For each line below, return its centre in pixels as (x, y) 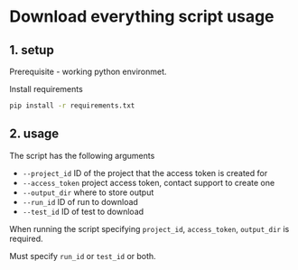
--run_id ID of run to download (80, 201)
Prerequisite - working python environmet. (88, 71)
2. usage (34, 134)
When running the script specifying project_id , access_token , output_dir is (149, 228)
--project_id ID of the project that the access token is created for (145, 172)
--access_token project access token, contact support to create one (149, 182)
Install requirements (46, 89)
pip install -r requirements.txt (72, 106)
